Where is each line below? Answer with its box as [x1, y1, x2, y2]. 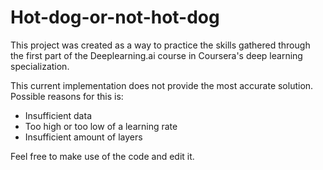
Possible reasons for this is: [10, 90, 124, 102]
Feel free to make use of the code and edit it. [10, 150, 195, 162]
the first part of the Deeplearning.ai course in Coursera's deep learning [10, 49, 303, 61]
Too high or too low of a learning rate [24, 120, 178, 132]
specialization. [10, 60, 70, 72]
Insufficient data [24, 109, 92, 121]
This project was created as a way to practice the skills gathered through [10, 39, 311, 51]
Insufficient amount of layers [24, 131, 143, 143]
